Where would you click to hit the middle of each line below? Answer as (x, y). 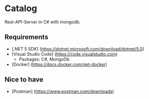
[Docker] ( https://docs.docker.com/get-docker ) (59, 64)
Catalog (21, 8)
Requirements (26, 37)
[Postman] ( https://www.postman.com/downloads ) (63, 91)
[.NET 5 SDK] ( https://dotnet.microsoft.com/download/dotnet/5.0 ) (78, 49)
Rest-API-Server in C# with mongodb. (43, 22)
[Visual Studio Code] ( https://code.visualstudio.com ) (64, 54)
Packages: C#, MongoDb (44, 59)
